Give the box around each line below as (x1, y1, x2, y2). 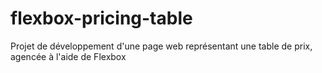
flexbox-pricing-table (10, 7, 193, 30)
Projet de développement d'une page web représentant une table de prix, (10, 40, 313, 52)
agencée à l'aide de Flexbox (10, 50, 127, 62)
